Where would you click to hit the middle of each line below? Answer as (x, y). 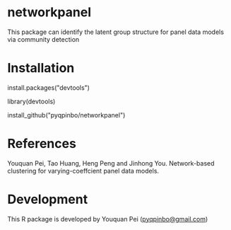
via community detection (43, 39)
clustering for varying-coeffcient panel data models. (83, 171)
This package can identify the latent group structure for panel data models (116, 32)
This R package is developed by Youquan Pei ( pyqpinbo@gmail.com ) (108, 219)
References (42, 144)
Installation (41, 68)
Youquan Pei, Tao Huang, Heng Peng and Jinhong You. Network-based (111, 163)
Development (48, 200)
